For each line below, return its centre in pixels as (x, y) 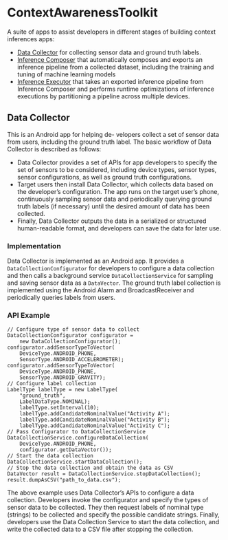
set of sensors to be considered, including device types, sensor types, (117, 169)
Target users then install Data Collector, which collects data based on (115, 184)
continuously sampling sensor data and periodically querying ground (114, 199)
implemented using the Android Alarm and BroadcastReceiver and (101, 290)
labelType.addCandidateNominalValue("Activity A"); (95, 414)
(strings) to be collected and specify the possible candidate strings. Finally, (113, 515)
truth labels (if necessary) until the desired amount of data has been (113, 206)
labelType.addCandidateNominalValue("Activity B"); (95, 420)
